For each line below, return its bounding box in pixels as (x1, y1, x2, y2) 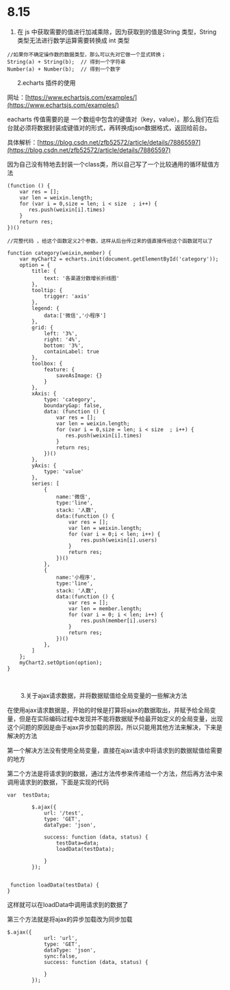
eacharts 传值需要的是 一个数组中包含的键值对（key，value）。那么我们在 (7, 114, 214, 123)
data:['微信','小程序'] (43, 312, 107, 319)
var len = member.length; (68, 605, 142, 612)
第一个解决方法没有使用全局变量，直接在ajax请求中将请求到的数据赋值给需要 (7, 746, 222, 754)
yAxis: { (31, 462, 57, 469)
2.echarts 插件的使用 (16, 78, 76, 86)
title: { (31, 267, 57, 274)
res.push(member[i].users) (80, 617, 157, 624)
